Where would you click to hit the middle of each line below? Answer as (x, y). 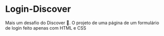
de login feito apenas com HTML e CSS (46, 28)
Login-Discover (38, 9)
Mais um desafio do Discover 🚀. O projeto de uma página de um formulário (82, 23)
